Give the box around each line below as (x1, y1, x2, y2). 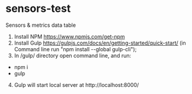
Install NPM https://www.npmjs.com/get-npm (14, 33, 125, 40)
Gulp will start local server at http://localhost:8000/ (14, 81, 139, 88)
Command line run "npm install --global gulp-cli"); (14, 45, 137, 52)
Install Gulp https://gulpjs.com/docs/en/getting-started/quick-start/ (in (14, 39, 186, 46)
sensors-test (5, 2, 71, 15)
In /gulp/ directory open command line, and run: (14, 52, 132, 59)
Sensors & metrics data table (5, 21, 76, 29)
